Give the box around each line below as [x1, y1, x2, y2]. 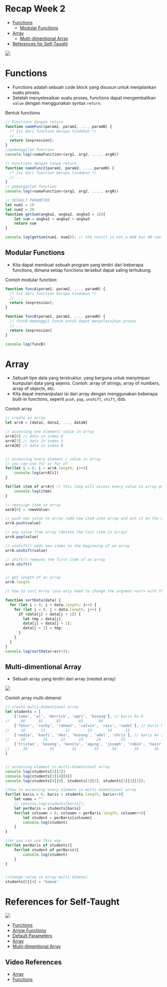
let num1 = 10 [5, 202, 35, 207]
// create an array [5, 416, 46, 421]
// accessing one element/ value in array [5, 429, 94, 435]
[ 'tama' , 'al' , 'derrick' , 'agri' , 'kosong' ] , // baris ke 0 [14, 714, 144, 719]
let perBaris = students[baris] [14, 806, 81, 811]
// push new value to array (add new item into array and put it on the [5, 516, 159, 521]
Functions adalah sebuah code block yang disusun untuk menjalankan [12, 84, 157, 90]
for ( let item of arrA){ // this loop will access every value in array [5, 484, 157, 489]
